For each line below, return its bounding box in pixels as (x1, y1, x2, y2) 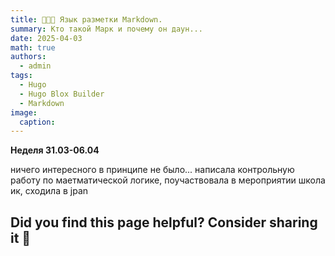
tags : (10, 71, 33, 81)
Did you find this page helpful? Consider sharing (10, 214, 318, 231)
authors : (10, 52, 47, 62)
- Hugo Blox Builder (19, 89, 105, 99)
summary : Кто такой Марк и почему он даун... (10, 24, 203, 34)
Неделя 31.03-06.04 (10, 144, 100, 156)
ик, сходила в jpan (10, 185, 89, 197)
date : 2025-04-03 (10, 33, 83, 43)
